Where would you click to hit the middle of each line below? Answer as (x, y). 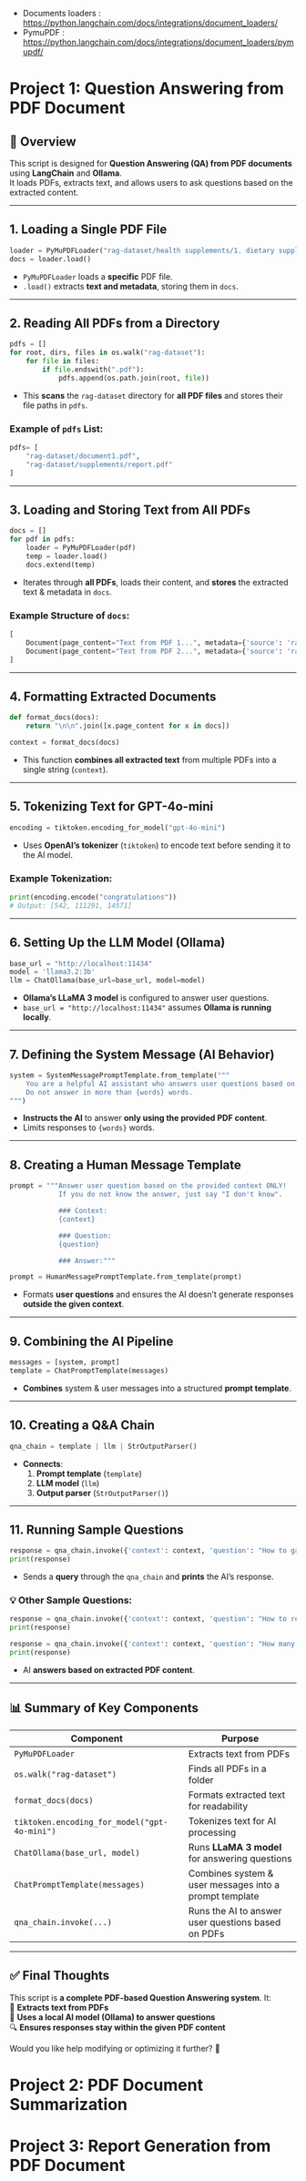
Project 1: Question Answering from (147, 89)
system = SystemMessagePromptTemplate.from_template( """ (120, 1075)
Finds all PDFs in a (227, 1768)
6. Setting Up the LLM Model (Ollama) (117, 943)
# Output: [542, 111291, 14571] (71, 905)
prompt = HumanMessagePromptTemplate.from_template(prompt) (126, 1277)
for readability (218, 1806)
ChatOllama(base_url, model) (77, 1853)
